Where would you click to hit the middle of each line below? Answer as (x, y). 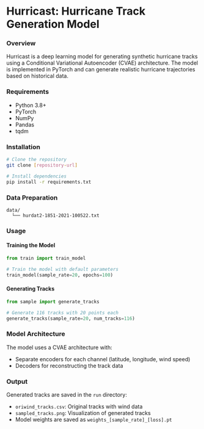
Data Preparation (32, 198)
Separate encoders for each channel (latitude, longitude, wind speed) (103, 359)
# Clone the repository (37, 160)
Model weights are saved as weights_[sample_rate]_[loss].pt (93, 420)
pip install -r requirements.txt (49, 182)
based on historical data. (38, 76)
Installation (24, 146)
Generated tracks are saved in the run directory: (67, 395)
